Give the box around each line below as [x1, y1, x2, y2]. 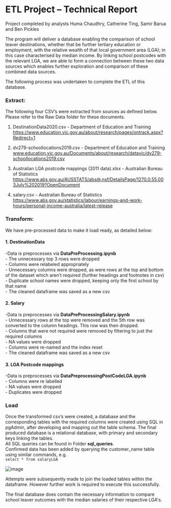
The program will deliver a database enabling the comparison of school [5, 36, 155, 42]
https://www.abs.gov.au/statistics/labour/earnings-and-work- [12, 197, 142, 204]
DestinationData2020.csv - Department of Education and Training [12, 124, 152, 130]
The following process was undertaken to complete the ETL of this [5, 78, 145, 85]
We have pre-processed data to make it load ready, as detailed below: [5, 227, 153, 233]
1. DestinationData [5, 239, 45, 245]
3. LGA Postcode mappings [5, 361, 64, 368]
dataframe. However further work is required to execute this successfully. [5, 481, 160, 487]
